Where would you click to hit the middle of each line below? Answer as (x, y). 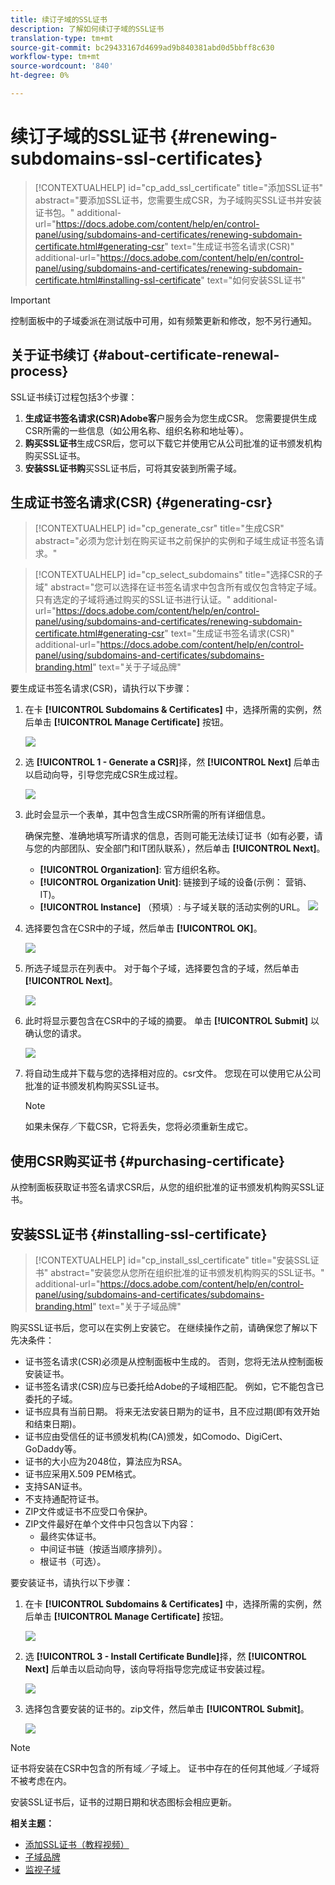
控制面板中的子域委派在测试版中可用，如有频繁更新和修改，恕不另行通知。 (163, 320)
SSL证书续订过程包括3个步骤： (74, 397)
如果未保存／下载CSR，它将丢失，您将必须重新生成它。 (139, 1127)
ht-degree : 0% (40, 76)
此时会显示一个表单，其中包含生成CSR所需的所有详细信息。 (148, 815)
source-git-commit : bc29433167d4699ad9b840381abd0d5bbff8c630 (142, 47)
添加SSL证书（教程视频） (77, 1845)
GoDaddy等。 (53, 1449)
